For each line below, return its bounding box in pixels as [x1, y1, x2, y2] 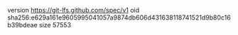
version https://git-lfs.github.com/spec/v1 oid [7, 6, 140, 14]
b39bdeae [7, 21, 38, 29]
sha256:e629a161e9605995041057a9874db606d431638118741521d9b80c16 [7, 13, 231, 22]
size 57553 [38, 21, 72, 29]
